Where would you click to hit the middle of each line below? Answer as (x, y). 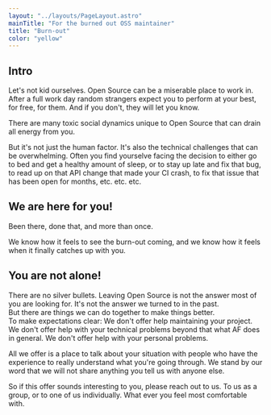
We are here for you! (60, 207)
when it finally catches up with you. (67, 250)
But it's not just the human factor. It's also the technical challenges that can (133, 147)
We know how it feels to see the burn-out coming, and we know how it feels (134, 242)
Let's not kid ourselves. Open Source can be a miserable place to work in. (131, 90)
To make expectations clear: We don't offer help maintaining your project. (130, 321)
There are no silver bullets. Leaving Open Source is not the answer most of (133, 295)
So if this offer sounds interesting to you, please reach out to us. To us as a (133, 386)
